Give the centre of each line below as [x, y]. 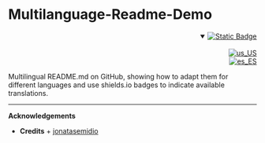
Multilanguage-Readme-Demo [110, 15]
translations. [28, 93]
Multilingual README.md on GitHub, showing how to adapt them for [118, 76]
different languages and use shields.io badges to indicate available [116, 85]
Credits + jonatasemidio [59, 130]
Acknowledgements [42, 115]
